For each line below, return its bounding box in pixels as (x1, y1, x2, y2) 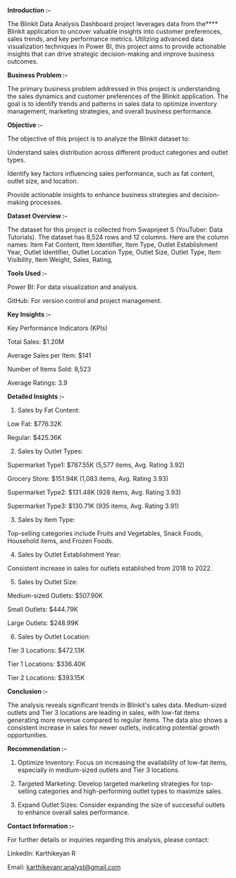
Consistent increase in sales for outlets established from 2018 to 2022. (7, 564, 213, 572)
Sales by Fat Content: (17, 406, 80, 414)
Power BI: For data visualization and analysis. (7, 283, 139, 291)
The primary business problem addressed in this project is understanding (7, 85, 221, 93)
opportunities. (7, 731, 48, 739)
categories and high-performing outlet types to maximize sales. (38, 787, 223, 795)
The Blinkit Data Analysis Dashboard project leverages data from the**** (7, 20, 218, 28)
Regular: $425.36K (7, 434, 62, 441)
